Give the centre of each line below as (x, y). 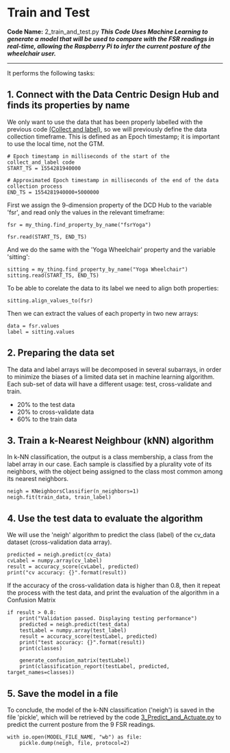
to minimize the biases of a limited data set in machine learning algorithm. (111, 376)
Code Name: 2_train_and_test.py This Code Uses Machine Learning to (108, 32)
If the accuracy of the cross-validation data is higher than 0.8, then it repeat (114, 585)
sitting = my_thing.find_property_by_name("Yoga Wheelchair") (98, 269)
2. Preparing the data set (61, 353)
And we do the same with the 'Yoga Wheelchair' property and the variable (111, 249)
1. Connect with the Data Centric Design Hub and (113, 95)
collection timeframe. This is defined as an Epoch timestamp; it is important (114, 136)
